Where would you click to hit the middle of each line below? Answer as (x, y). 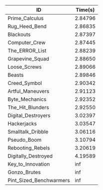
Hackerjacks (22, 123)
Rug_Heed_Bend (27, 26)
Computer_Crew (27, 43)
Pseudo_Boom (25, 140)
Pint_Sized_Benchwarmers (39, 180)
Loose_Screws (25, 67)
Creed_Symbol (25, 83)
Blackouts (19, 34)
